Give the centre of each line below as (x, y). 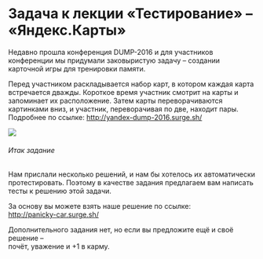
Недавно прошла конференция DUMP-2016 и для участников (111, 52)
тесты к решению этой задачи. (60, 191)
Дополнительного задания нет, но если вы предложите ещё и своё (121, 230)
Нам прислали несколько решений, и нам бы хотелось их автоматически (132, 174)
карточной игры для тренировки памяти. (77, 68)
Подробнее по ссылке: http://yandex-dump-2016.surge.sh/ (105, 117)
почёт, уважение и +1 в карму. (59, 246)
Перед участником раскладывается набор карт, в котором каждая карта (131, 84)
